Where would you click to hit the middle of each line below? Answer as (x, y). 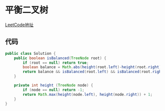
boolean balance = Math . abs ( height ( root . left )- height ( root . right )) (93, 67)
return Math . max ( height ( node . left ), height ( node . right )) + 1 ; (88, 94)
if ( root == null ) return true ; (56, 63)
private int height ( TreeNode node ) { (54, 85)
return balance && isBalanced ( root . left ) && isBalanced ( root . (88, 72)
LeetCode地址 (19, 25)
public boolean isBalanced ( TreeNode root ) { (60, 58)
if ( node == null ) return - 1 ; (54, 90)
